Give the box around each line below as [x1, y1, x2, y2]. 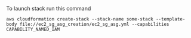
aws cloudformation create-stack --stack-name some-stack [6, 16, 153, 22]
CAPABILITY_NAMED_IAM [6, 26, 60, 32]
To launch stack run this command [6, 5, 91, 12]
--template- [155, 16, 186, 22]
